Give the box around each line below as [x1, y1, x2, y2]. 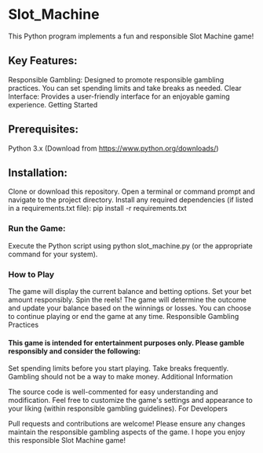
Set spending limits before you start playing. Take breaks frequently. [8, 364, 229, 373]
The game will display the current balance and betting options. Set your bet [8, 286, 252, 295]
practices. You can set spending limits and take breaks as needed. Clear [8, 83, 242, 92]
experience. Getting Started [8, 100, 98, 109]
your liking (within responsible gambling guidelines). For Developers [8, 404, 228, 413]
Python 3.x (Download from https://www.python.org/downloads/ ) [8, 143, 219, 153]
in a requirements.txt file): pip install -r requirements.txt [8, 204, 187, 213]
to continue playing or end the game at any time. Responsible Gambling [8, 311, 239, 321]
